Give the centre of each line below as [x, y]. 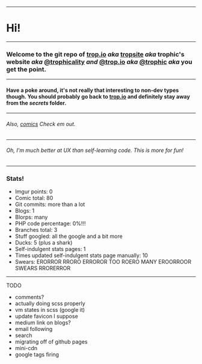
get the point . [26, 69]
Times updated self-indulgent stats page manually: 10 [81, 255]
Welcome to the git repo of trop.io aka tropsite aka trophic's [95, 54]
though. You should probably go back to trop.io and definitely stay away [98, 96]
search [23, 335]
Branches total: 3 [36, 230]
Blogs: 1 [25, 211]
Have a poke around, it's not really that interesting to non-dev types [93, 90]
